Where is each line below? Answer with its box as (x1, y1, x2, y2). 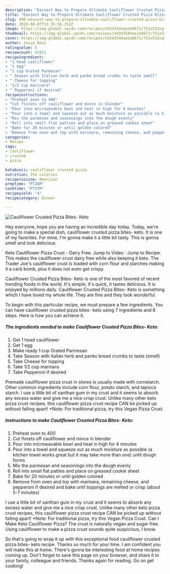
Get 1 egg (12, 342, 33, 348)
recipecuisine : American (5, 177, 58, 182)
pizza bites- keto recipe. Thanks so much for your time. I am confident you (5, 541, 161, 547)
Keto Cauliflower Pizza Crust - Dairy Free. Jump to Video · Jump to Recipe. (5, 249, 161, 256)
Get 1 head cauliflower (12, 336, 59, 342)
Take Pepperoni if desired (12, 369, 67, 375)
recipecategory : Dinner (5, 196, 56, 201)
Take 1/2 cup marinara (12, 363, 59, 370)
